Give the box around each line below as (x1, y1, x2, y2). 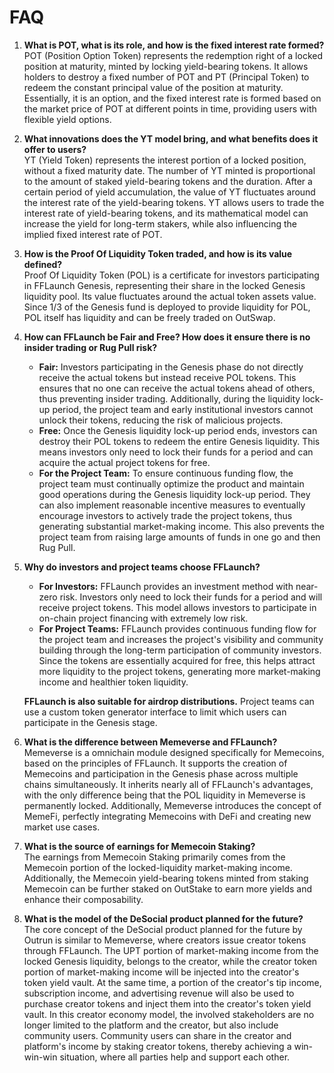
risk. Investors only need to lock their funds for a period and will (59, 591, 323, 603)
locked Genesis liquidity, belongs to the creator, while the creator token (23, 955, 318, 967)
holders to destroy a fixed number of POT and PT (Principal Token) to (23, 71, 310, 83)
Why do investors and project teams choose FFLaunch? (23, 561, 261, 573)
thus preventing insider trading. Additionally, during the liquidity (38, 392, 301, 405)
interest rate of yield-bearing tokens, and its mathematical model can (23, 207, 309, 219)
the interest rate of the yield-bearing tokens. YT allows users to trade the (23, 196, 325, 208)
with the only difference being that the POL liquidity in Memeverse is (23, 789, 306, 801)
